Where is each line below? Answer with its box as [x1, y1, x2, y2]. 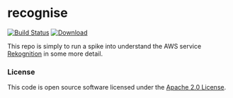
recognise [7, 5, 69, 21]
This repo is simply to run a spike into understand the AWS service [7, 42, 202, 50]
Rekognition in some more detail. [7, 49, 103, 58]
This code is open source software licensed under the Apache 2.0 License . [7, 83, 227, 92]
